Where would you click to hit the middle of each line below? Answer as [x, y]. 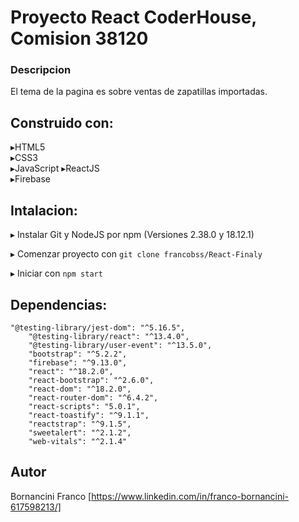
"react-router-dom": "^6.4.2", [93, 397]
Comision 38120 [79, 38]
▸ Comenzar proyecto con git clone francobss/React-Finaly [136, 254]
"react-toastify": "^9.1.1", [89, 415]
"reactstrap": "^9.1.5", [80, 424]
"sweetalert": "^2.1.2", [80, 432]
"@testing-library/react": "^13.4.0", [109, 336]
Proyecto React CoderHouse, [133, 17]
